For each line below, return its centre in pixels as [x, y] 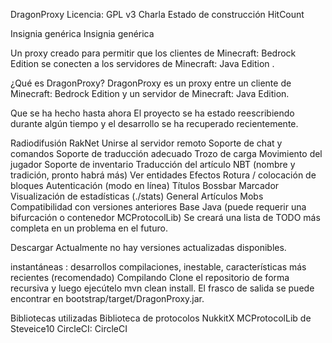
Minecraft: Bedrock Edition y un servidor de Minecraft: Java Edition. [150, 93]
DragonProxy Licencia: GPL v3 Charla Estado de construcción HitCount [157, 14]
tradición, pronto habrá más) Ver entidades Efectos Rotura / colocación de [163, 175]
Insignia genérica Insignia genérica [82, 33]
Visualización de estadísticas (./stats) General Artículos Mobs [137, 196]
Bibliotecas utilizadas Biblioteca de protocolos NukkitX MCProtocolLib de [161, 318]
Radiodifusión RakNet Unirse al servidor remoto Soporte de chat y [146, 143]
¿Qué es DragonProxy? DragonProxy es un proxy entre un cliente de [151, 83]
